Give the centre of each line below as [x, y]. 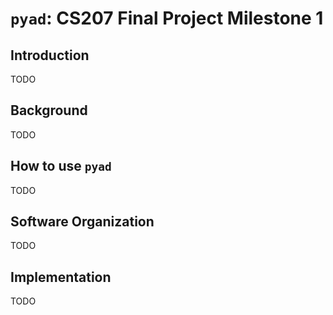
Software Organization [82, 222]
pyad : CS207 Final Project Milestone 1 [167, 18]
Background [49, 110]
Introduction [50, 55]
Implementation [61, 277]
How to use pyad [61, 166]
